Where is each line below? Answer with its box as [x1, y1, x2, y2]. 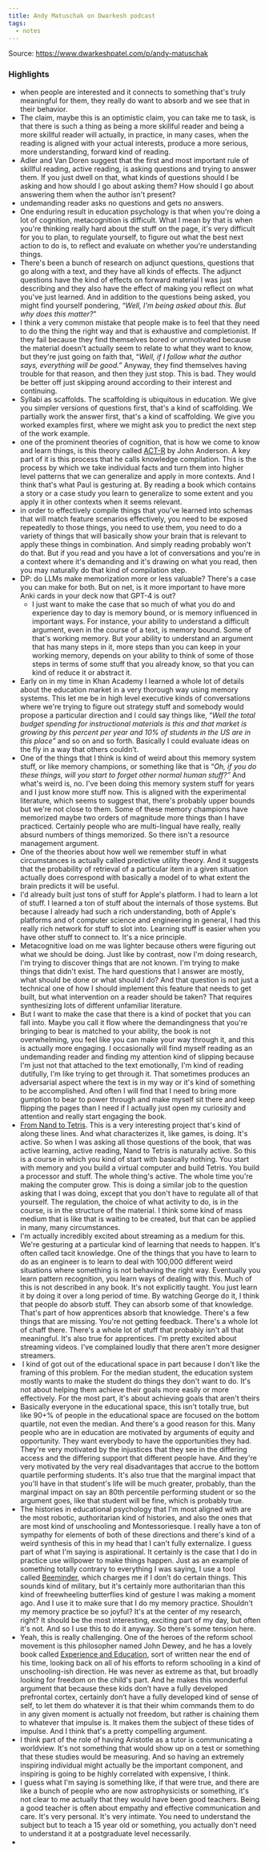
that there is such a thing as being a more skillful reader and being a [19, 121, 244, 131]
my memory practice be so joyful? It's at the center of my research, [19, 1606, 243, 1616]
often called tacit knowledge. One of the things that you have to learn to [19, 1248, 257, 1257]
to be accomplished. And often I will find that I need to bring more [19, 1085, 237, 1095]
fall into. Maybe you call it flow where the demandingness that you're [19, 1017, 248, 1027]
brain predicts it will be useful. [19, 881, 120, 890]
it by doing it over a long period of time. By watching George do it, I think [19, 1290, 260, 1300]
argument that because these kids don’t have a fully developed [19, 1683, 228, 1693]
